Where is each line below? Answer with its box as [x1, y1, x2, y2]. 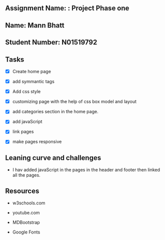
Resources [5, 186, 39, 195]
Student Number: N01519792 [5, 38, 97, 47]
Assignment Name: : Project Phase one [5, 4, 129, 13]
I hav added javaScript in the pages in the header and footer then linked [12, 167, 160, 173]
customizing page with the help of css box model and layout [12, 99, 136, 105]
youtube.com [12, 210, 40, 216]
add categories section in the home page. [12, 109, 98, 115]
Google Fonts [12, 229, 40, 235]
